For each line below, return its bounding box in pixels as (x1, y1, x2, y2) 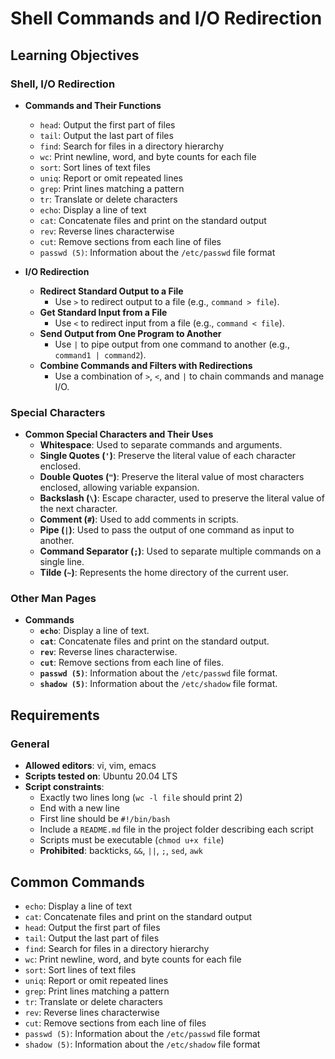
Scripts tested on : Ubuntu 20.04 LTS (24, 770, 178, 782)
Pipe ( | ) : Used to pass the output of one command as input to (39, 524, 295, 536)
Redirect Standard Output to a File (39, 285, 184, 297)
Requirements (10, 707, 100, 724)
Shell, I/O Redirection (10, 77, 116, 91)
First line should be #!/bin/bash (39, 813, 171, 825)
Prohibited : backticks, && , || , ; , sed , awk (39, 845, 203, 857)
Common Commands (10, 873, 145, 891)
